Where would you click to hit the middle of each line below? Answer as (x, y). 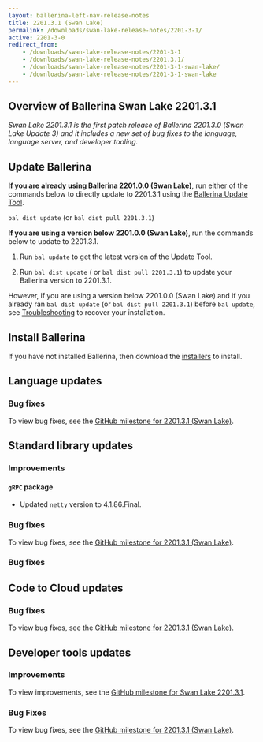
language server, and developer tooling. (73, 142)
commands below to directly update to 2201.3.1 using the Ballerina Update (128, 194)
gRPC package (31, 487)
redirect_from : (33, 45)
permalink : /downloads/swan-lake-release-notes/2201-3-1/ (105, 30)
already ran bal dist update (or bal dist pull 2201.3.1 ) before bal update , (132, 304)
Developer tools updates (70, 652)
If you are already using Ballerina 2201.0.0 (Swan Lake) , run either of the (128, 185)
